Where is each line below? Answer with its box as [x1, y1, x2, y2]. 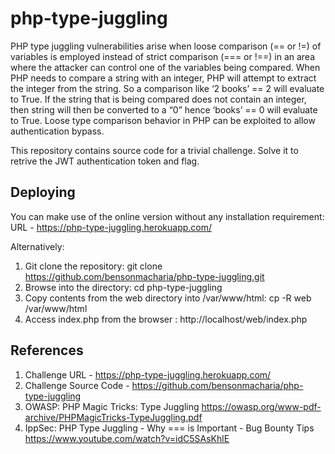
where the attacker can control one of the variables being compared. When [10, 61, 321, 73]
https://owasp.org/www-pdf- [201, 400, 322, 412]
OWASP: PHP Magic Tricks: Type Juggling [24, 400, 200, 412]
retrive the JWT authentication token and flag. [10, 155, 200, 167]
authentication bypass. [10, 125, 105, 137]
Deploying [10, 184, 76, 201]
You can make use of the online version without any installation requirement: [10, 210, 325, 222]
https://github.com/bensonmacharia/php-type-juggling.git [24, 270, 265, 282]
